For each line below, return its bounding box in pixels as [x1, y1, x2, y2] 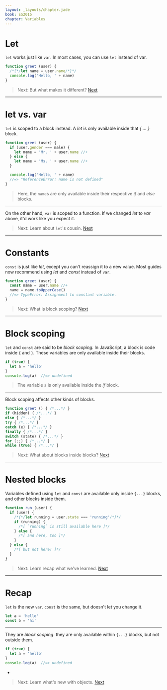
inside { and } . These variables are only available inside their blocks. [5, 349, 145, 355]
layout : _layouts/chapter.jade [5, 7, 70, 12]
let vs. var [5, 109, 47, 120]
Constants [5, 247, 49, 259]
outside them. [5, 637, 33, 643]
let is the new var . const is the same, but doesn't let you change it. [5, 604, 143, 609]
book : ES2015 [5, 12, 32, 17]
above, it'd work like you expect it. [5, 215, 76, 221]
